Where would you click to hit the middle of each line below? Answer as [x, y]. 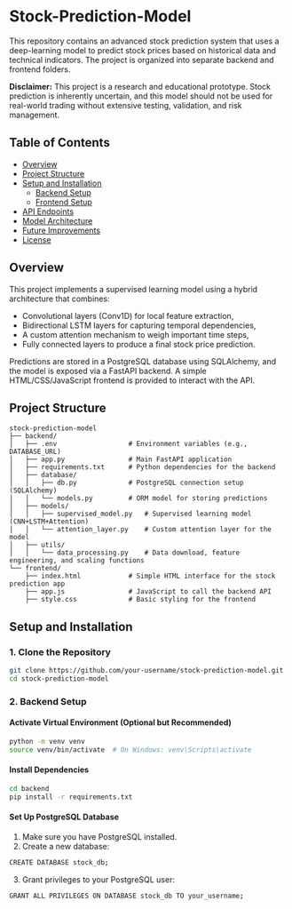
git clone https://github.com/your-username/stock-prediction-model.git [146, 671]
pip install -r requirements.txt [71, 797]
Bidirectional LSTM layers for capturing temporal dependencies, [139, 325]
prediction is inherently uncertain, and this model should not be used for [141, 96]
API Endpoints [47, 211]
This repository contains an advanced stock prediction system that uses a [144, 41]
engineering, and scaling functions [77, 561]
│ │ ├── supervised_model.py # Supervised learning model [130, 514]
